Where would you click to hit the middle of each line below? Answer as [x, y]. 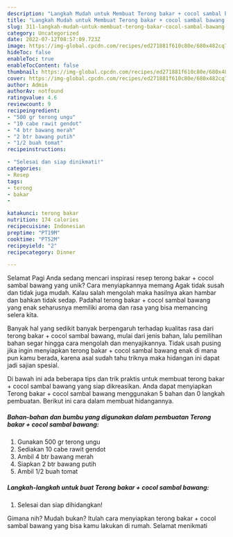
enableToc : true [31, 59]
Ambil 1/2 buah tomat [48, 472]
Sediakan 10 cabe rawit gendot [61, 449]
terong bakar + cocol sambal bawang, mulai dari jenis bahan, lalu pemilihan [115, 336]
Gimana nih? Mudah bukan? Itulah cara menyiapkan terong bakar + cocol [112, 518]
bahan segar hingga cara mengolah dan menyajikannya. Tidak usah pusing [114, 343]
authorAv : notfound [35, 91]
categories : [24, 168]
